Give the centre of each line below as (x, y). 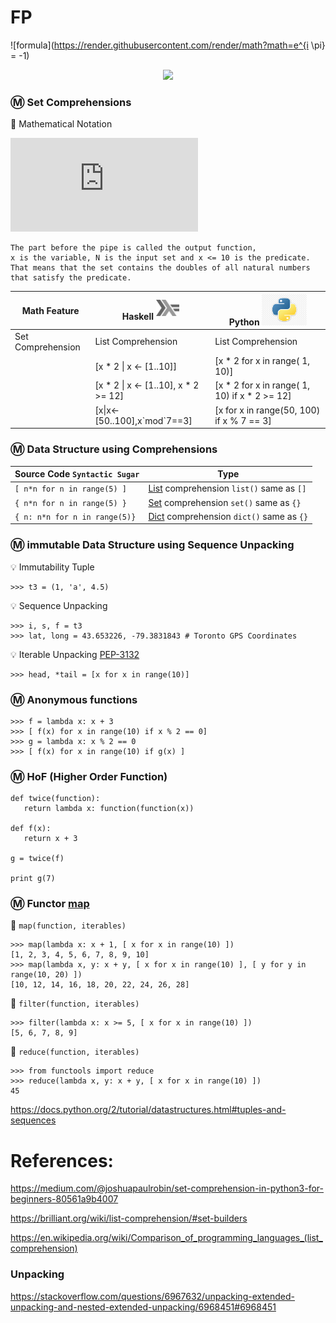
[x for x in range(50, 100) (267, 410)
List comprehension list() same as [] (227, 488)
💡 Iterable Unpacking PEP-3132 (75, 654)
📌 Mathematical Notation (61, 124)
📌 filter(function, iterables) (75, 1003)
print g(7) (33, 879)
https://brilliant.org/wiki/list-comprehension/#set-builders (129, 1218)
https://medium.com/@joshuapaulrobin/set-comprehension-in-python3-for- (167, 1188)
